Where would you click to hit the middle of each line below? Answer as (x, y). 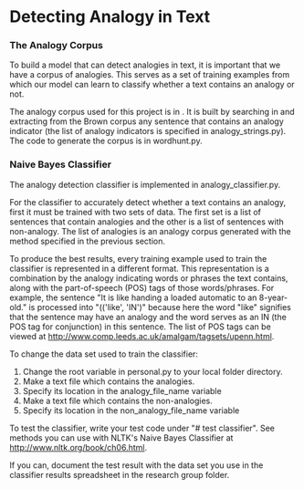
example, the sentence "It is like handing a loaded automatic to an (133, 297)
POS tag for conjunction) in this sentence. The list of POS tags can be (140, 327)
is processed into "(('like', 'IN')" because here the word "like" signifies (160, 307)
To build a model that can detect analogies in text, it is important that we (145, 65)
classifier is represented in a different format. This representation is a (139, 268)
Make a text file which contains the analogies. (109, 381)
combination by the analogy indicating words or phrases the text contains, (149, 278)
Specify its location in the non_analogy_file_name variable (131, 410)
